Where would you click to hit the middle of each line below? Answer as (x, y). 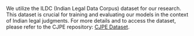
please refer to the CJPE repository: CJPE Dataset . (68, 27)
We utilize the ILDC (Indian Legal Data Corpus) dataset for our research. (94, 8)
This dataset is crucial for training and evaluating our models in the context (97, 15)
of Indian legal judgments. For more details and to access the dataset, (91, 21)
